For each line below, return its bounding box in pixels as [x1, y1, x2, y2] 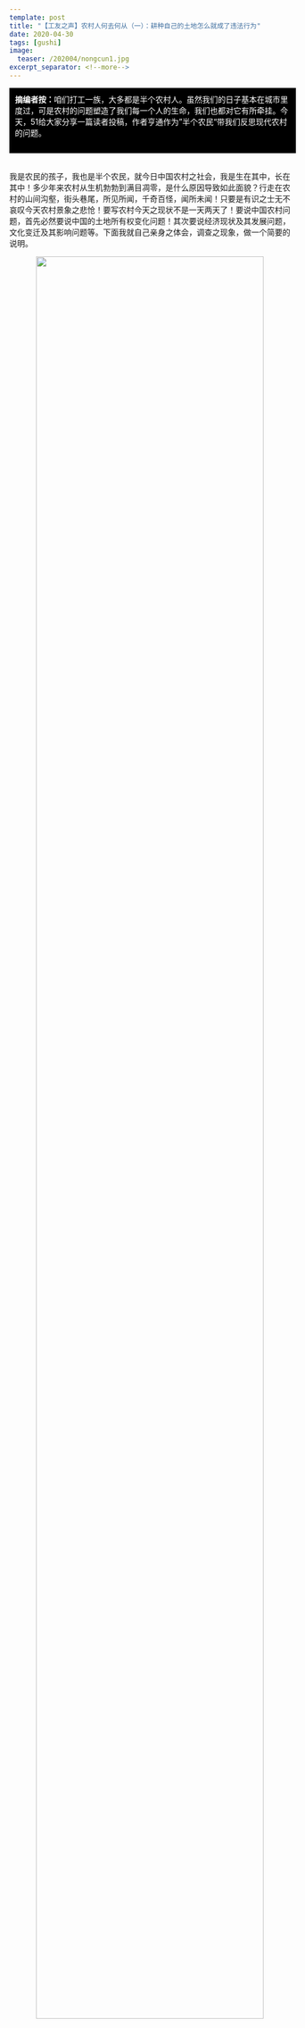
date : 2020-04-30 [9, 29, 74, 38]
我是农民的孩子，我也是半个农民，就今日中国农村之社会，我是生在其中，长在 [9, 170, 291, 181]
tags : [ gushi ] [9, 37, 62, 47]
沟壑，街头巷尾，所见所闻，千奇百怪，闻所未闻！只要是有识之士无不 [39, 193, 291, 204]
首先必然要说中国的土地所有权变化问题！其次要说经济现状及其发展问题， [24, 215, 291, 226]
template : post [9, 12, 66, 22]
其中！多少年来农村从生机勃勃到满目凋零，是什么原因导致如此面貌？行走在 [9, 182, 283, 193]
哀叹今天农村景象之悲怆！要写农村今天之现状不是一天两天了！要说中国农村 [9, 204, 283, 215]
